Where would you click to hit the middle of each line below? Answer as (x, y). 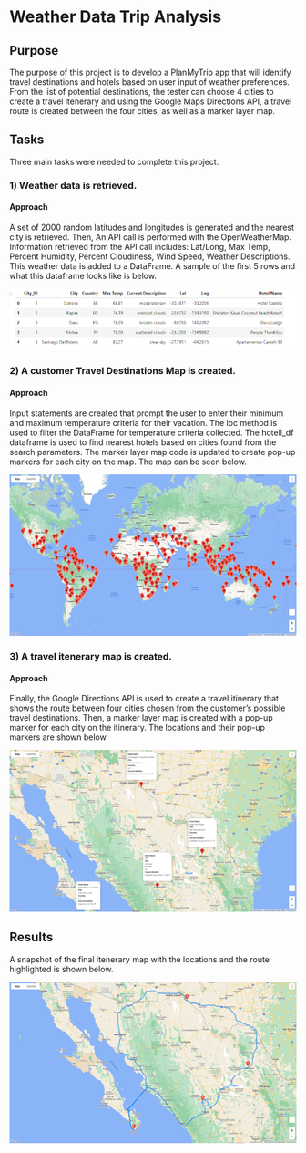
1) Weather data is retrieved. (73, 185)
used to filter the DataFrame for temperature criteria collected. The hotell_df (152, 432)
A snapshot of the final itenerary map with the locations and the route (140, 959)
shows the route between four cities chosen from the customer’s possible (148, 708)
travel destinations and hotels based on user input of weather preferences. (149, 82)
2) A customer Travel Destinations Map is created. (123, 371)
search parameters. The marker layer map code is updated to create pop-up (153, 452)
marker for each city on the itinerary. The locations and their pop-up (138, 728)
